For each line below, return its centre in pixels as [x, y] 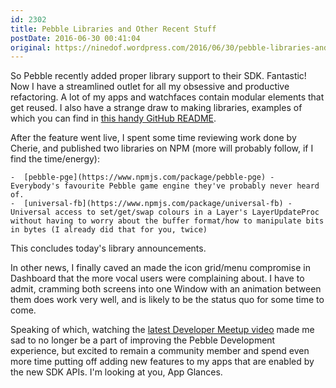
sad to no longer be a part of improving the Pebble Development [143, 340]
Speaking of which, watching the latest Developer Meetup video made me [162, 330]
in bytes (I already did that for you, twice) [109, 230]
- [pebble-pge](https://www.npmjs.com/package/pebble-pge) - [142, 177]
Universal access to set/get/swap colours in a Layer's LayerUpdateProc [165, 212]
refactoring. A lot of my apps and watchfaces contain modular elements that [167, 97]
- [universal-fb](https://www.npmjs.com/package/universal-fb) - [151, 204]
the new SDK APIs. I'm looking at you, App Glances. [116, 372]
